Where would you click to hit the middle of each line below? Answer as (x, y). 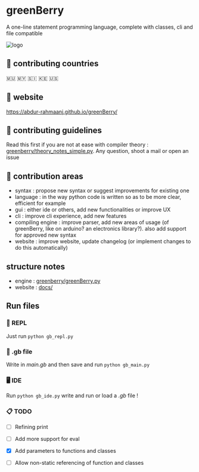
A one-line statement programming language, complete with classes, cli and (100, 27)
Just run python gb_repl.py (40, 336)
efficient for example (40, 203)
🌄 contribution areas (45, 176)
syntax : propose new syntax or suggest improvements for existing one (102, 191)
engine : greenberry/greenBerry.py (57, 281)
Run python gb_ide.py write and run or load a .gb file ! (72, 396)
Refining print (31, 427)
